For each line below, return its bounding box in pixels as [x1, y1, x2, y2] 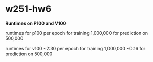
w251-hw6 [5, 3, 52, 15]
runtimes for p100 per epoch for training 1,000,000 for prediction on [5, 30, 148, 36]
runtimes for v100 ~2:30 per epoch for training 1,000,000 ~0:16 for [5, 45, 146, 51]
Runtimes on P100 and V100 [5, 20, 67, 26]
